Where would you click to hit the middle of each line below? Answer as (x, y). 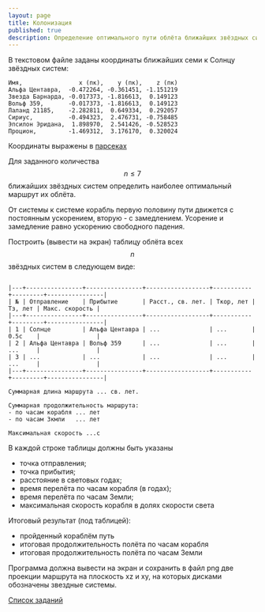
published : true (35, 30)
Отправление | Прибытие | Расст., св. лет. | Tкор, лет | (142, 302)
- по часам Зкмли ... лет (54, 420)
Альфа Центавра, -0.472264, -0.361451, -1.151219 (93, 90)
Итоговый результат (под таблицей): (70, 521)
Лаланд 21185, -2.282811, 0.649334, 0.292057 (93, 111)
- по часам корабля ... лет (54, 413)
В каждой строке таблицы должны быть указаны (91, 448)
